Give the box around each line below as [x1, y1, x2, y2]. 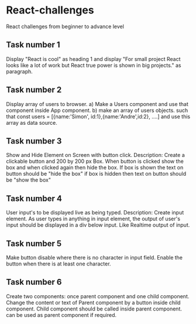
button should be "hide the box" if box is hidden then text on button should [6, 170, 186, 178]
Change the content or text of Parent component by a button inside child [6, 299, 181, 306]
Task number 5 [6, 238, 62, 248]
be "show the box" [6, 176, 51, 183]
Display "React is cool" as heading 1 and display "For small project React [6, 55, 181, 62]
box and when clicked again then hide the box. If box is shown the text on [6, 164, 184, 171]
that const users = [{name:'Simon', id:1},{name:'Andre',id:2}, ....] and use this [6, 112, 191, 120]
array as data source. [6, 119, 57, 126]
